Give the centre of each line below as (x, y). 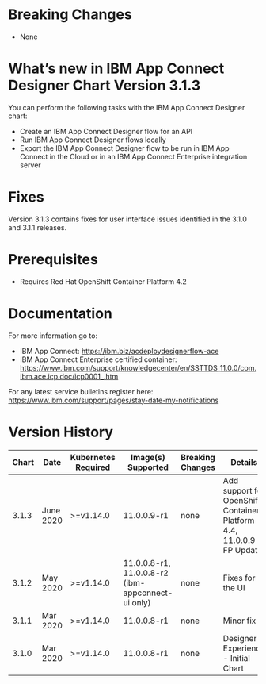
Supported (148, 467)
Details (244, 462)
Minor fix (239, 621)
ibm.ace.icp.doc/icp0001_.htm (69, 376)
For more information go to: (53, 336)
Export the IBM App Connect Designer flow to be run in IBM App (124, 148)
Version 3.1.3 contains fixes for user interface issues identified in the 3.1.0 (127, 219)
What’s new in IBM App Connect (116, 69)
